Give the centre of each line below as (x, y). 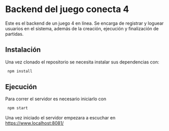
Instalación (23, 50)
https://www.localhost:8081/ (34, 123)
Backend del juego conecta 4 (67, 9)
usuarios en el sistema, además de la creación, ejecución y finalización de (82, 28)
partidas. (14, 34)
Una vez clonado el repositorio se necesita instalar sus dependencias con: (82, 62)
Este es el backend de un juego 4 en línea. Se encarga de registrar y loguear (84, 23)
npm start (18, 108)
